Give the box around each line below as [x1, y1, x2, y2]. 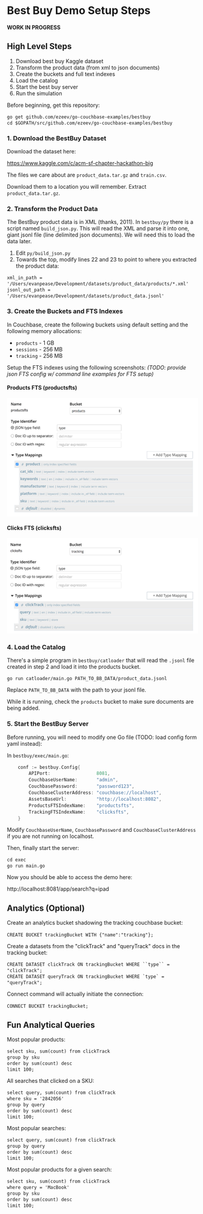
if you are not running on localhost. [7, 832, 95, 840]
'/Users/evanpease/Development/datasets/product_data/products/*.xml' [7, 281, 189, 287]
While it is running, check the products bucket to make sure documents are [7, 698, 194, 706]
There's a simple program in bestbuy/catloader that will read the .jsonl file [7, 656, 195, 664]
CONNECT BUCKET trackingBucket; [7, 1003, 88, 1010]
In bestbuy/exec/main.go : [7, 752, 69, 759]
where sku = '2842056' [7, 1096, 64, 1102]
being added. [7, 704, 40, 712]
